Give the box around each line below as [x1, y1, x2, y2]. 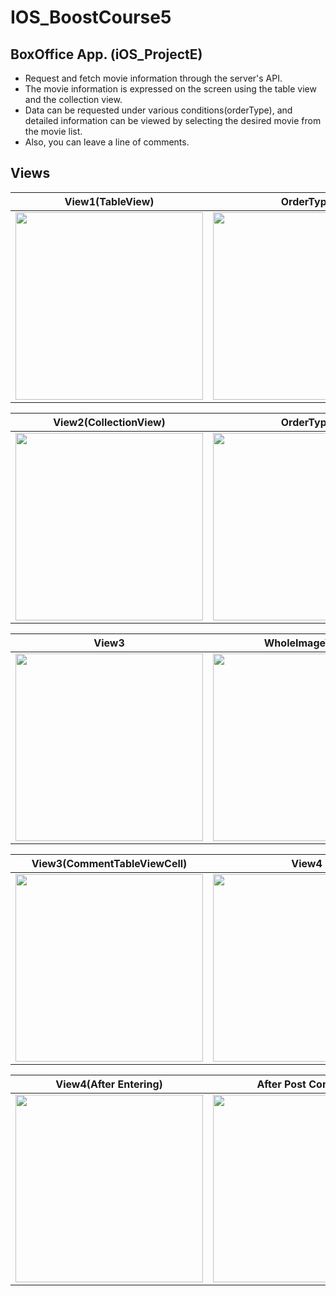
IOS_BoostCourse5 [10, 6, 172, 29]
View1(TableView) [64, 194, 155, 208]
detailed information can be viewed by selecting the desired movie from [24, 115, 322, 126]
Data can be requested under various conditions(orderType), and [24, 104, 293, 116]
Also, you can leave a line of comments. [24, 136, 190, 148]
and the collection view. [24, 94, 123, 105]
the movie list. [24, 126, 83, 137]
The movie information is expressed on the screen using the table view [24, 83, 317, 95]
